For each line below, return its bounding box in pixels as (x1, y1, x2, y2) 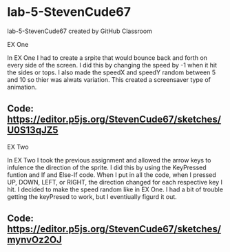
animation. (7, 83, 37, 91)
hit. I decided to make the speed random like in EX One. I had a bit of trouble (7, 185, 224, 193)
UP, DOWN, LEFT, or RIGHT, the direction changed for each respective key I (7, 178, 222, 186)
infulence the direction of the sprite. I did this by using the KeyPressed (7, 163, 207, 171)
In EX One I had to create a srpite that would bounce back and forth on (7, 53, 208, 62)
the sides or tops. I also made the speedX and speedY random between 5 (7, 68, 216, 76)
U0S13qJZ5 (7, 125, 59, 136)
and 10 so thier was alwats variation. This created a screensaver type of (7, 75, 211, 83)
